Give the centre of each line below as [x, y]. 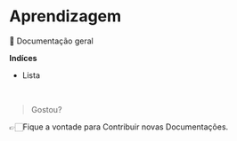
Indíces [23, 58]
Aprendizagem [65, 16]
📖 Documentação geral [51, 41]
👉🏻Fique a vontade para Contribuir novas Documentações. [119, 127]
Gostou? [46, 109]
